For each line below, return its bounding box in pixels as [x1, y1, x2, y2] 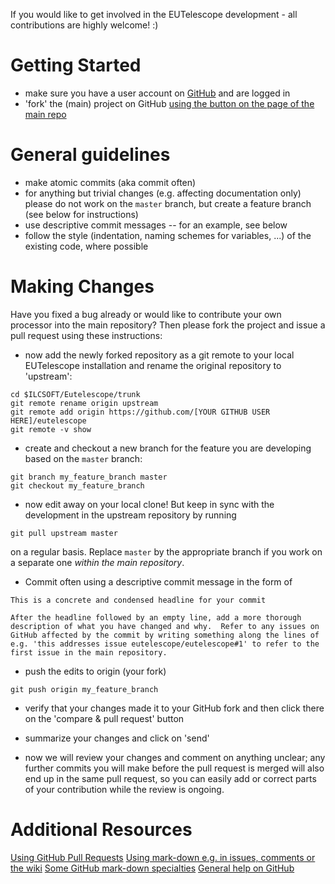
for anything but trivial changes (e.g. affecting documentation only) [24, 187, 302, 199]
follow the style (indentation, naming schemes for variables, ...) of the [24, 229, 312, 241]
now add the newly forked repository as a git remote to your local [24, 349, 295, 361]
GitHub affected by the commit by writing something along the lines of [10, 630, 320, 640]
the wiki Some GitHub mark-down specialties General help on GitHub [10, 862, 295, 874]
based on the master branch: [24, 452, 143, 464]
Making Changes [10, 275, 155, 298]
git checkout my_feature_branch [10, 480, 145, 491]
